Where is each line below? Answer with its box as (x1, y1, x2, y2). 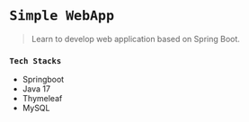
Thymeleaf (22, 93, 63, 104)
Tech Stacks (9, 56, 62, 65)
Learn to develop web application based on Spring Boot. (31, 33, 241, 44)
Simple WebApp (9, 7, 115, 24)
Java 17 (22, 83, 51, 94)
